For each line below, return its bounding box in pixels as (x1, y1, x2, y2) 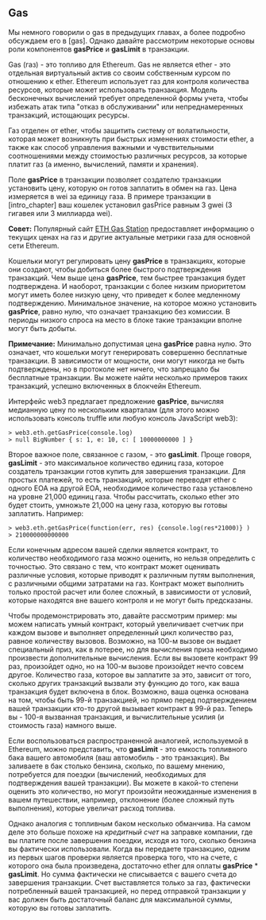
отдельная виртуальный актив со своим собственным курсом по (8, 67, 231, 78)
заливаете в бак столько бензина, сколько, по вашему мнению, (8, 761, 226, 771)
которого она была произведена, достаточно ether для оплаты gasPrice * (8, 860, 259, 870)
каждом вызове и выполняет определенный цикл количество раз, (8, 627, 234, 637)
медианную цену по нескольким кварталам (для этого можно (8, 405, 220, 414)
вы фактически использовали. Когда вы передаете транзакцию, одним (8, 844, 250, 853)
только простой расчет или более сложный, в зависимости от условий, (8, 587, 252, 596)
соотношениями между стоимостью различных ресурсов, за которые (8, 151, 248, 160)
